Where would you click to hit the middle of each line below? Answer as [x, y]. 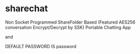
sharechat [27, 9]
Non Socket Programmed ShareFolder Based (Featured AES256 [70, 22]
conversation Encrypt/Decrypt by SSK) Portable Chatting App [68, 27]
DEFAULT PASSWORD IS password [41, 46]
